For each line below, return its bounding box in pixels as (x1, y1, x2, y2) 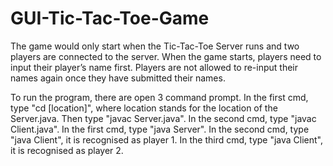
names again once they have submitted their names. (10, 72, 226, 84)
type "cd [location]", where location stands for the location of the (10, 102, 278, 114)
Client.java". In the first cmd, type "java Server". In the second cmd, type (10, 123, 310, 135)
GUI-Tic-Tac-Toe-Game (10, 7, 210, 30)
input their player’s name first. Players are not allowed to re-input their (10, 61, 299, 73)
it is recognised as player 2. (10, 144, 124, 156)
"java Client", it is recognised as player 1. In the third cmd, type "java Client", (10, 133, 324, 146)
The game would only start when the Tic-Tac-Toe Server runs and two (10, 40, 300, 52)
